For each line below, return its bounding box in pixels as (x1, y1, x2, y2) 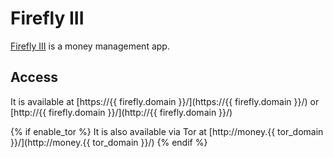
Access (10, 69, 58, 86)
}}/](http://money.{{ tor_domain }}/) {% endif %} (10, 136, 208, 148)
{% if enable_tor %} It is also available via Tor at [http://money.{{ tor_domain (10, 125, 324, 137)
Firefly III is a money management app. (10, 40, 170, 52)
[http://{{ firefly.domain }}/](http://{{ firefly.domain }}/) (10, 106, 233, 118)
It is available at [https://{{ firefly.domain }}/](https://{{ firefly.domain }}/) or (10, 95, 320, 107)
